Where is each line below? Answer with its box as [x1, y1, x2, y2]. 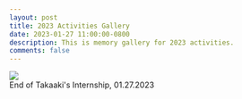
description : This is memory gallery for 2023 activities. [9, 37, 235, 47]
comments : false [9, 46, 70, 55]
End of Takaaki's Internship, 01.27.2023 [9, 79, 155, 90]
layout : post [9, 12, 58, 22]
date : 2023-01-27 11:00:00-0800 [9, 29, 130, 38]
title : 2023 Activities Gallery [9, 21, 130, 30]
